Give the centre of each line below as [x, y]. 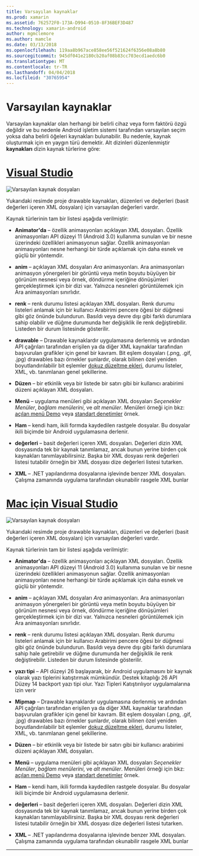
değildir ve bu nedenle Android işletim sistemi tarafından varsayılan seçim [96, 130]
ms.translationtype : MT [36, 61]
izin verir [25, 690]
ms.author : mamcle [29, 39]
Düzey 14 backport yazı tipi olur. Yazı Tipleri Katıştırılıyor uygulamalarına [102, 684]
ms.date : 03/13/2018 [32, 45]
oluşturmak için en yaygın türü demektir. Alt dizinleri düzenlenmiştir [88, 142]
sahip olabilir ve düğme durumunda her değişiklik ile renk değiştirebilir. [101, 322]
